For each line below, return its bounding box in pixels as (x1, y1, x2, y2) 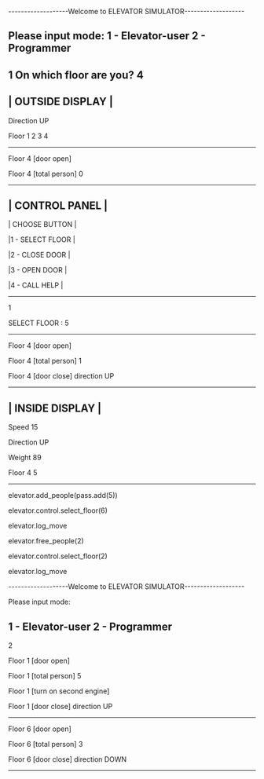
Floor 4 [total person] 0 (8, 169, 84, 178)
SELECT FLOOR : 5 (8, 318, 69, 328)
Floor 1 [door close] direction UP (8, 702, 113, 711)
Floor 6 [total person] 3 (8, 740, 83, 749)
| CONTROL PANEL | (8, 199, 108, 212)
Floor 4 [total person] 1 (8, 357, 82, 366)
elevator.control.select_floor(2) (8, 551, 108, 561)
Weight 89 (8, 453, 42, 463)
